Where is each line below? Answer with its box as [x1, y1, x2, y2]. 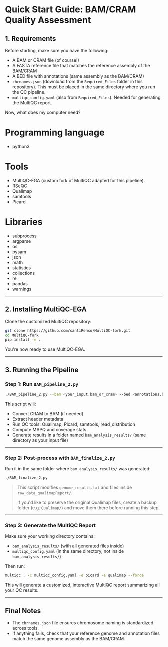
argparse [12, 238, 31, 244]
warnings [12, 286, 32, 292]
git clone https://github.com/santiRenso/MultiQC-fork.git [5, 328, 131, 333]
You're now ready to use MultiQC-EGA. [5, 346, 86, 352]
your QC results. [5, 587, 39, 593]
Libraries [5, 216, 43, 228]
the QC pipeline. [12, 89, 46, 95]
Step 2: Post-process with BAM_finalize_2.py [5, 454, 116, 461]
